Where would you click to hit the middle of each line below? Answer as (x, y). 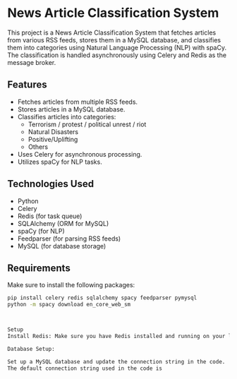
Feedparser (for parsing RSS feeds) (69, 239)
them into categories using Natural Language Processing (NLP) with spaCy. (117, 47)
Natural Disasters (53, 131)
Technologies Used (50, 184)
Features (27, 85)
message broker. (32, 62)
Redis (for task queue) (50, 216)
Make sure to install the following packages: (71, 285)
